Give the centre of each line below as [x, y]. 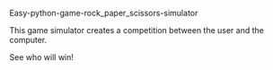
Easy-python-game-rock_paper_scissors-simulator [104, 13]
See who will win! [42, 57]
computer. [28, 40]
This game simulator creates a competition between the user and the [137, 30]
